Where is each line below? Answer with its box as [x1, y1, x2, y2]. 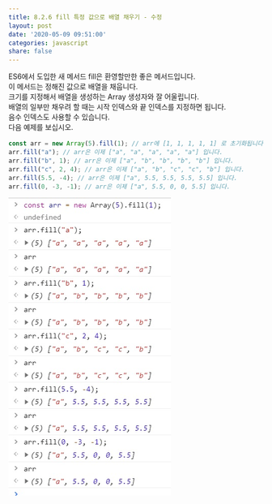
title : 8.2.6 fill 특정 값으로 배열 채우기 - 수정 [8, 13, 163, 21]
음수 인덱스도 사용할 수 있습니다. [8, 112, 111, 122]
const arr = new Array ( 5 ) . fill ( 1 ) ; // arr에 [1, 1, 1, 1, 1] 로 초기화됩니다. [8, 140, 267, 148]
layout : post [8, 21, 53, 30]
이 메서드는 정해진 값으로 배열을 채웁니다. [8, 82, 138, 92]
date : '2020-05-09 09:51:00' [8, 30, 107, 38]
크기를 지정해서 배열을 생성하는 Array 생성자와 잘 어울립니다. [8, 92, 200, 101]
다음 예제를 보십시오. [8, 123, 74, 132]
